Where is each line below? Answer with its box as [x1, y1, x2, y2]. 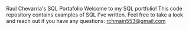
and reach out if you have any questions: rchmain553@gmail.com [6, 18, 166, 24]
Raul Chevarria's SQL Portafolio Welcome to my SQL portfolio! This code [6, 5, 183, 12]
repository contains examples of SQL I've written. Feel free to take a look [6, 11, 183, 18]
